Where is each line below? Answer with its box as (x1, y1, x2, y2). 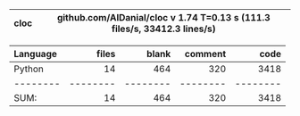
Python (13, 62, 45, 75)
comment (184, 48, 226, 60)
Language (13, 48, 58, 60)
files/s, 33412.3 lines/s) (111, 22, 216, 35)
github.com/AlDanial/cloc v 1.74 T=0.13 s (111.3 (56, 12, 271, 23)
